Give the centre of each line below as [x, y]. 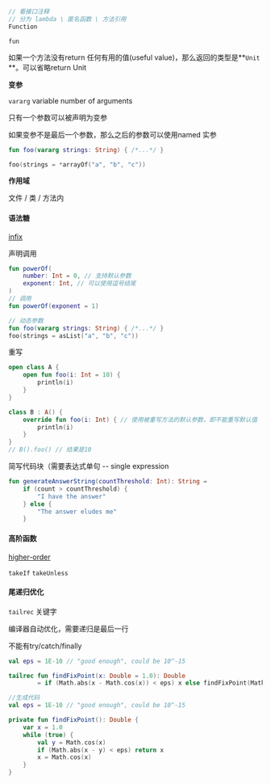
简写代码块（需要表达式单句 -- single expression [89, 466]
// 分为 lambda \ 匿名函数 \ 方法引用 [67, 19]
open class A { [34, 368]
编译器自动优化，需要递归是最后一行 [69, 628]
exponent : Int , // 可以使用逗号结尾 [79, 284]
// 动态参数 [26, 320]
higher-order [29, 557]
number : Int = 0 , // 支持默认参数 [77, 276]
